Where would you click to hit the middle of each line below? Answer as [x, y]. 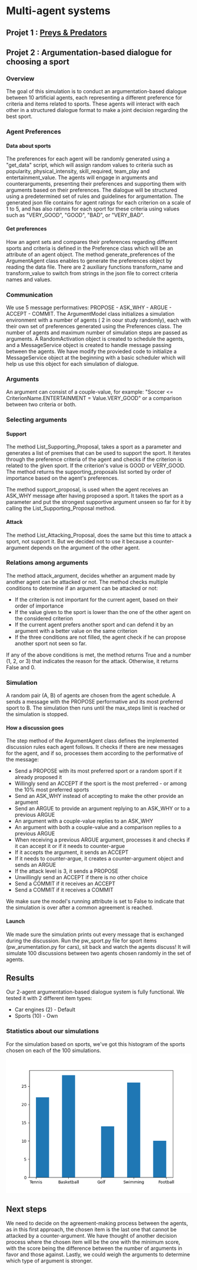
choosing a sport [38, 62]
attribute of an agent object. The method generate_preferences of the [91, 254]
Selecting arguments [37, 420]
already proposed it [38, 777]
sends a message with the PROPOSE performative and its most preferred [95, 702]
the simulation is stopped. [37, 714]
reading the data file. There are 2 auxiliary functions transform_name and [95, 267]
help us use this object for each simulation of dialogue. [73, 364]
